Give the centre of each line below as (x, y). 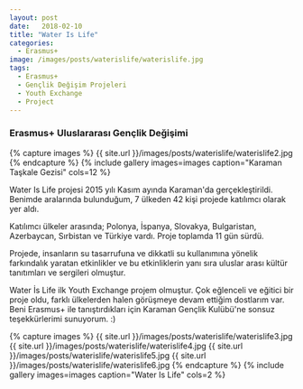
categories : (32, 43)
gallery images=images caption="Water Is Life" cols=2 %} (118, 375)
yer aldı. (24, 208)
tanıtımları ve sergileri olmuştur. (68, 273)
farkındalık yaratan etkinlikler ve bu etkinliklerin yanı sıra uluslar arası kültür (149, 263)
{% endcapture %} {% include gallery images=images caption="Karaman (146, 162)
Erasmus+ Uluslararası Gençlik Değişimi (99, 134)
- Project (36, 102)
